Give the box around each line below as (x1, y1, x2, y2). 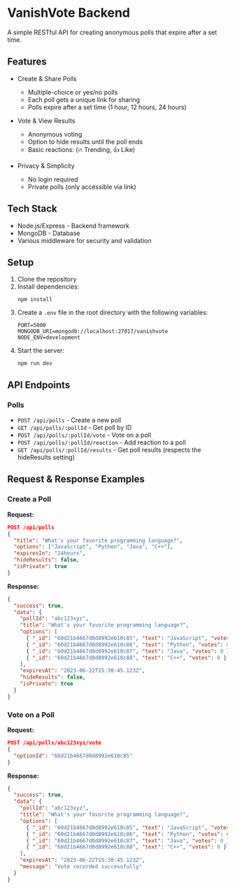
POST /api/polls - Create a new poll (17, 416, 122, 424)
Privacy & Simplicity (17, 161, 75, 169)
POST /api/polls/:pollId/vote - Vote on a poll (17, 431, 152, 439)
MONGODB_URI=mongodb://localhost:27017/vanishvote (17, 328, 169, 335)
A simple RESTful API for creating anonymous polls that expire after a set (7, 28, 218, 36)
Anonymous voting (27, 130, 83, 138)
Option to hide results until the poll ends (27, 137, 143, 146)
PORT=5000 (17, 322, 47, 329)
